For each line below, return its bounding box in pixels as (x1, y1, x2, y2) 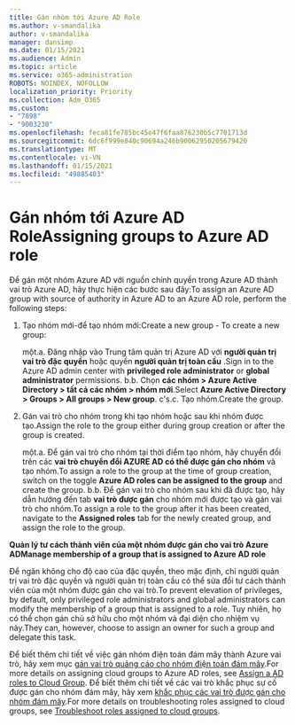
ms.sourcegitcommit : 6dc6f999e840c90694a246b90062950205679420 (9, 136, 248, 145)
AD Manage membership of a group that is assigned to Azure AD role (9, 549, 266, 559)
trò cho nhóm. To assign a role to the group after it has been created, (21, 503, 272, 514)
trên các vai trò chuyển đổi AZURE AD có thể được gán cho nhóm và (21, 456, 276, 467)
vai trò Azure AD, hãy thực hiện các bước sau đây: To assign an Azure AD (9, 285, 275, 295)
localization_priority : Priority (9, 87, 133, 96)
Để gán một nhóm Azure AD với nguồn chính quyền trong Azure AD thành (9, 275, 278, 285)
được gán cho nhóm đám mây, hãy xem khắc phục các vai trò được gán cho (9, 687, 286, 698)
